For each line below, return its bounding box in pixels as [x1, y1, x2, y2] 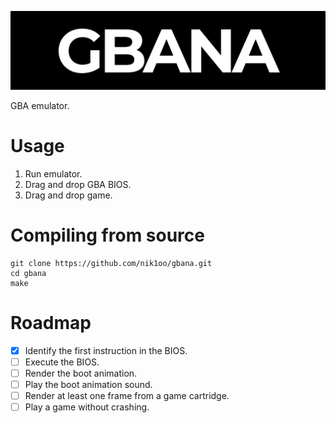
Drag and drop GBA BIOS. [24, 178, 132, 190]
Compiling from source [10, 224, 205, 247]
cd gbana [10, 268, 47, 278]
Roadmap [10, 312, 92, 335]
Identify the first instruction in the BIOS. [24, 344, 188, 356]
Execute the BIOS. [24, 356, 100, 368]
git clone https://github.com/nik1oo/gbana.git [10, 258, 213, 268]
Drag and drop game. [24, 189, 113, 201]
